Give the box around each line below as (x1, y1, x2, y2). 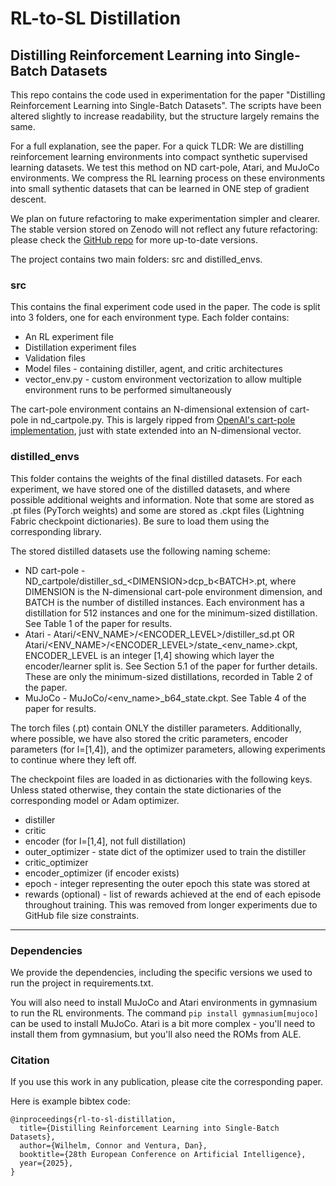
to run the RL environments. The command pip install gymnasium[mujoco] (10, 1007, 319, 1019)
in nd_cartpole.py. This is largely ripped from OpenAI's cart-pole (30, 414, 296, 426)
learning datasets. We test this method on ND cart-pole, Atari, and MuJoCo (10, 162, 320, 173)
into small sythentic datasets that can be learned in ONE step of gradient (10, 183, 310, 194)
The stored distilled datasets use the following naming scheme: (10, 545, 271, 557)
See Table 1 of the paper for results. (24, 617, 173, 629)
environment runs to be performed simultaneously (24, 384, 232, 396)
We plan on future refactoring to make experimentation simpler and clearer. (10, 213, 321, 224)
